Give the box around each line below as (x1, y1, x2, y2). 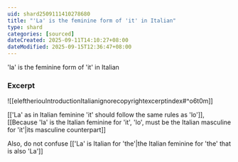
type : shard (7, 23, 43, 31)
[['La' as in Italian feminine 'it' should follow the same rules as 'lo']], (7, 111, 205, 119)
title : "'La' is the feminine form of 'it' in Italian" (7, 17, 176, 24)
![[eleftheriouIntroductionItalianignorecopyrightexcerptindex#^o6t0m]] (7, 97, 213, 105)
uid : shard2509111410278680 (7, 10, 91, 18)
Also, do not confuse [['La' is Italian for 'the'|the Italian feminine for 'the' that (7, 139, 232, 148)
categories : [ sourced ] (7, 30, 75, 38)
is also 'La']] (7, 147, 44, 156)
